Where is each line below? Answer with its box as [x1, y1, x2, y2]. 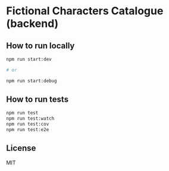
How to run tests [6, 94, 69, 105]
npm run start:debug [6, 77, 58, 84]
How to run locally [6, 41, 75, 51]
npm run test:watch [6, 116, 55, 122]
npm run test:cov [6, 121, 49, 128]
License [6, 143, 36, 153]
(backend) [6, 17, 59, 30]
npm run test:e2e [6, 127, 49, 133]
